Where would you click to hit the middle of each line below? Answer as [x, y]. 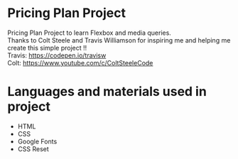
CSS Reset [33, 149]
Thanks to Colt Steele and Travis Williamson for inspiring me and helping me [119, 40]
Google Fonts [37, 141]
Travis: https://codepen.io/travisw [57, 55]
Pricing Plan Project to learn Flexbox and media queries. [90, 33]
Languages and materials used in [107, 92]
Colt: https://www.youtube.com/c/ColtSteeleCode [80, 62]
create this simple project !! [47, 48]
